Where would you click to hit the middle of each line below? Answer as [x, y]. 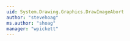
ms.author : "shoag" [31, 23]
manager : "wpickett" [33, 29]
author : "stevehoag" [33, 17]
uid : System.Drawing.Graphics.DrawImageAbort [65, 12]
